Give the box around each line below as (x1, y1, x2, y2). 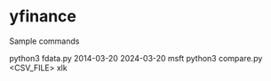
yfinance (9, 6, 77, 27)
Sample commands (9, 36, 80, 46)
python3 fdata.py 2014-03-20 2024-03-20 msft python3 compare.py (9, 53, 263, 63)
